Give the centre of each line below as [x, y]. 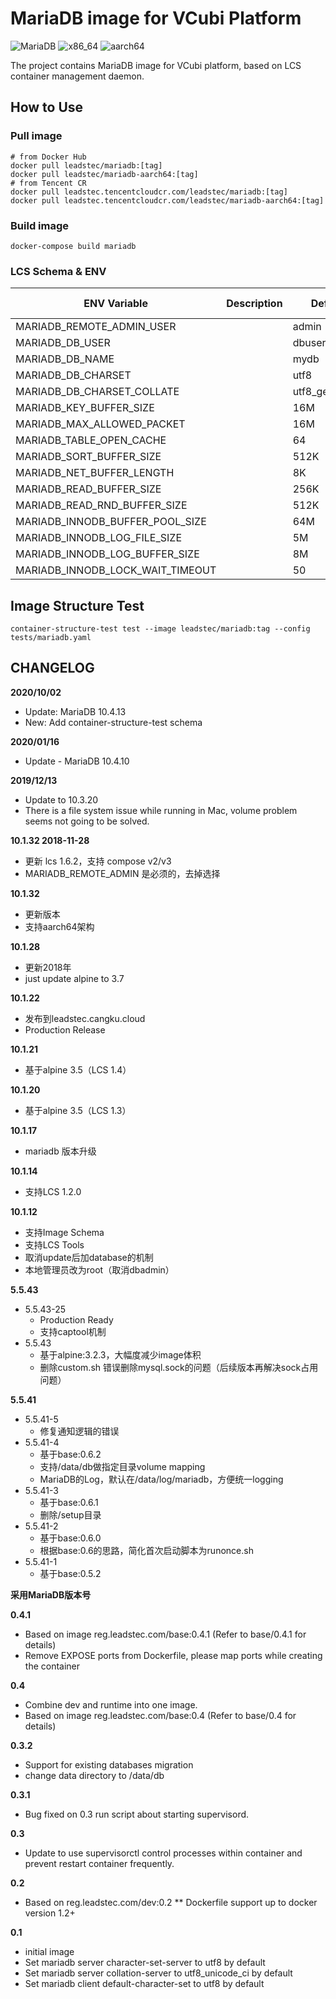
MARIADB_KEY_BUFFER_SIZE [85, 408]
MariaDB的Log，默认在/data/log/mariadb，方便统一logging [161, 1479]
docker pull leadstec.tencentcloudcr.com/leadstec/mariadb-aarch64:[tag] [167, 200]
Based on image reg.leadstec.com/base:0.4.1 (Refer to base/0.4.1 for [165, 1634]
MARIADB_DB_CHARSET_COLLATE [97, 392]
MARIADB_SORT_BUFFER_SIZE [88, 457]
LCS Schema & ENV [58, 271]
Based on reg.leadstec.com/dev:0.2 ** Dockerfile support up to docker [171, 1902]
